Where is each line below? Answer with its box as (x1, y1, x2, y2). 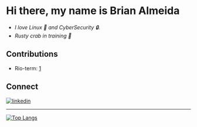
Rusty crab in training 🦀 (14, 32, 72, 39)
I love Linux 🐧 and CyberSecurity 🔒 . (14, 23, 101, 30)
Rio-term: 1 (14, 64, 42, 71)
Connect (6, 82, 39, 92)
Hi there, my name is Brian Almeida (6, 4, 180, 18)
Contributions (6, 49, 58, 59)
